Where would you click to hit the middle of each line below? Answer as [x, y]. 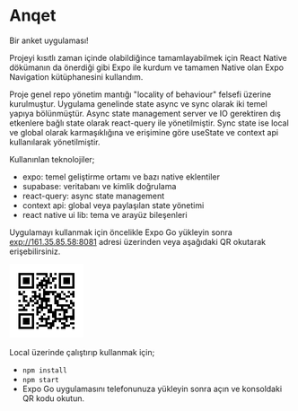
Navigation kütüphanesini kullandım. [76, 76]
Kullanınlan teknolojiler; [52, 159]
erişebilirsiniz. [35, 251]
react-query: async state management [93, 196]
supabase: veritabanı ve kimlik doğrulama [99, 186]
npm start [41, 380]
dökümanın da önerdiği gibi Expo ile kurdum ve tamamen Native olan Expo [147, 67]
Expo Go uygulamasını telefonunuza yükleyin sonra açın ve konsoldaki [152, 389]
